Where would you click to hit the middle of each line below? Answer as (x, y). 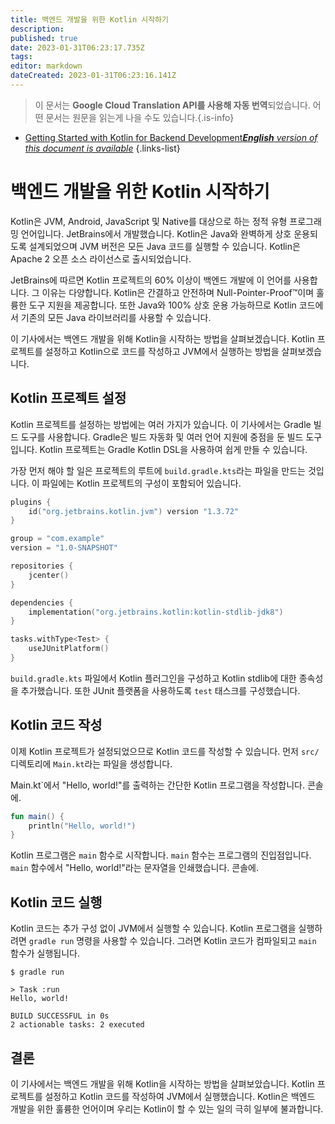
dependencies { (42, 602)
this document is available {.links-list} (102, 148)
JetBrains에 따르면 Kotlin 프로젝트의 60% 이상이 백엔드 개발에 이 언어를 (151, 280)
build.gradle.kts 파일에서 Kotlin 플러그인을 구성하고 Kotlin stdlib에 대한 (153, 678)
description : (37, 29)
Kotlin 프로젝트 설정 (68, 398)
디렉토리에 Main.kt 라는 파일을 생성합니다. (91, 763)
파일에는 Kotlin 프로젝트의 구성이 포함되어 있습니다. (141, 483)
